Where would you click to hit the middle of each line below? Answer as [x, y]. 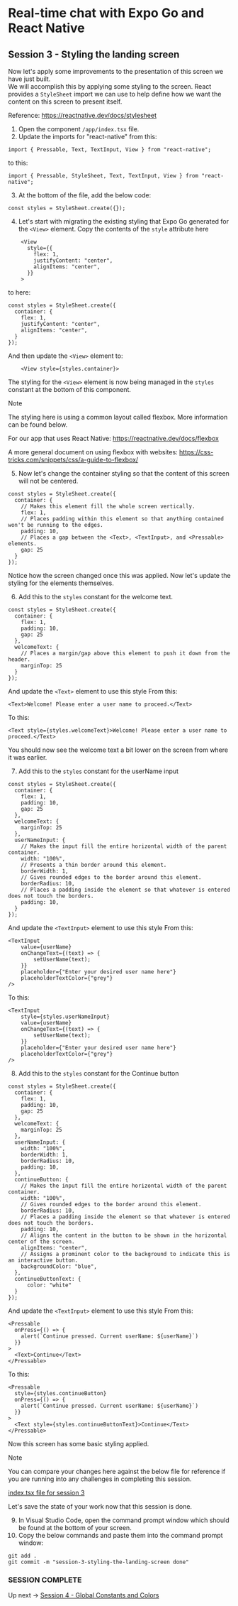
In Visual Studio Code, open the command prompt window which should [124, 1520]
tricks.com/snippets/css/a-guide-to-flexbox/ [73, 460]
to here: [19, 292]
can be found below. [38, 425]
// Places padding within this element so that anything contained [122, 519]
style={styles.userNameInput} [66, 1017]
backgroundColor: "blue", [59, 1267]
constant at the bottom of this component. [70, 389]
